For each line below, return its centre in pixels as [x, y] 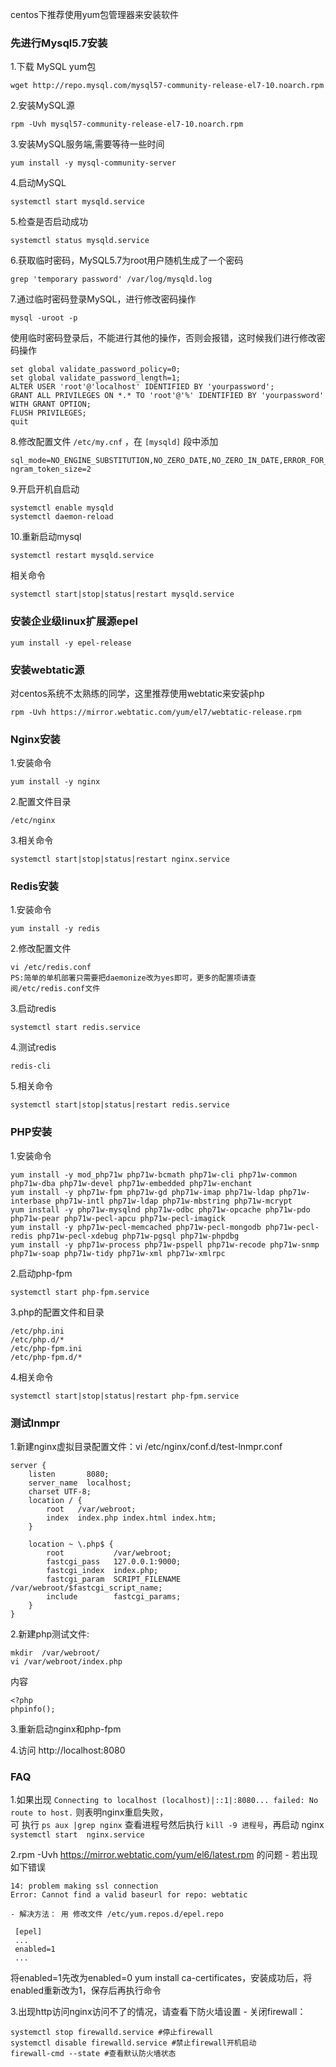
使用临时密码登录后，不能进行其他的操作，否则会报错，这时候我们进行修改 [163, 338]
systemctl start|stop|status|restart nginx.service [120, 859]
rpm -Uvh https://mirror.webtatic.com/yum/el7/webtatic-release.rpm [156, 712]
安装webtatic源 [47, 670]
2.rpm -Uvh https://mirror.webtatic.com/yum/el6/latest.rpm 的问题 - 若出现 [164, 1855]
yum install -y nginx [55, 782]
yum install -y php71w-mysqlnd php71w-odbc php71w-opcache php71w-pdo [160, 1209]
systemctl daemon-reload [62, 517]
